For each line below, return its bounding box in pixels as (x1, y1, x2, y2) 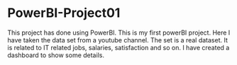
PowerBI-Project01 (7, 5, 121, 21)
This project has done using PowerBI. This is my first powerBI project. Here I (7, 28, 231, 37)
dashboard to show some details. (7, 51, 105, 59)
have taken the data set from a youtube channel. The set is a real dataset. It (7, 35, 228, 44)
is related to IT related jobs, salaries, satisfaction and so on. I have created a (7, 43, 230, 52)
